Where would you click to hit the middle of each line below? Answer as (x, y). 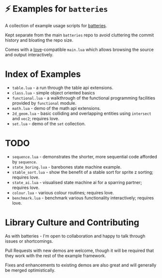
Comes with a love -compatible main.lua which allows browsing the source (79, 49)
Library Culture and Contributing (72, 222)
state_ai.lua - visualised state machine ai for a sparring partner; (77, 182)
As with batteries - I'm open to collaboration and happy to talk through (75, 236)
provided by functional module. (44, 103)
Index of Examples (43, 74)
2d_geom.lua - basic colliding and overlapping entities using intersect (82, 113)
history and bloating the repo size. (39, 40)
